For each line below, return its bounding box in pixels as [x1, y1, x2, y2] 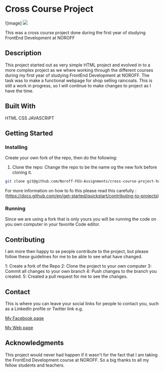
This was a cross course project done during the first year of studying [5, 29, 146, 35]
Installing [5, 144, 28, 150]
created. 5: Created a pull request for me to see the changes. [5, 273, 128, 279]
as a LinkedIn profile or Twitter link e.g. [5, 306, 83, 312]
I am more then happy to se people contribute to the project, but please [5, 248, 149, 254]
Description [5, 49, 41, 57]
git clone [5, 179, 25, 184]
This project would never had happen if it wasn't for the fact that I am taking [5, 351, 158, 357]
